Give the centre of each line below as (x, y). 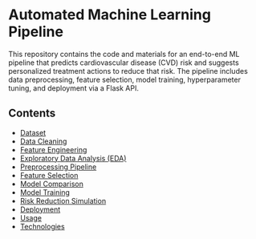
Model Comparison (52, 184)
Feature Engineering (53, 149)
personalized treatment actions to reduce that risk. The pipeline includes (128, 71)
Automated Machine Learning (110, 15)
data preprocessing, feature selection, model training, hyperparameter (124, 79)
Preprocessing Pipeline (58, 167)
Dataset (33, 132)
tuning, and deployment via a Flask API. (73, 88)
